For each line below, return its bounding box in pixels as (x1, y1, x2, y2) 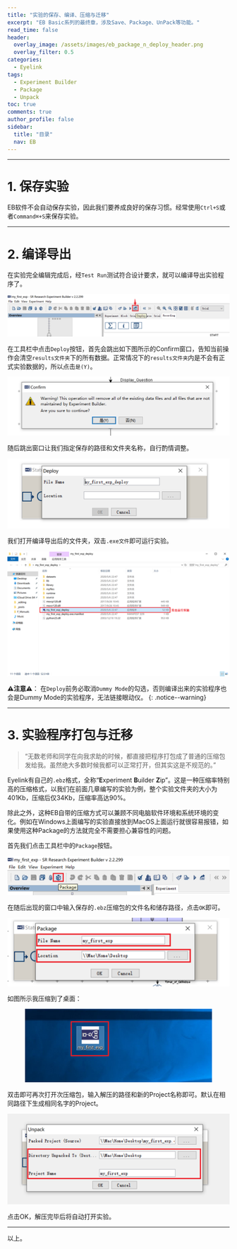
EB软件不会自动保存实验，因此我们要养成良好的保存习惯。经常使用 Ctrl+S (7, 203, 220, 212)
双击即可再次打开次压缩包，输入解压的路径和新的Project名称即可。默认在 (7, 1090, 220, 1099)
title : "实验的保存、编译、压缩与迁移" (7, 11, 109, 18)
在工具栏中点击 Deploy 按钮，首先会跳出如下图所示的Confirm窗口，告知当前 (7, 344, 224, 353)
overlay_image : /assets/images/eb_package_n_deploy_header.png (13, 41, 203, 49)
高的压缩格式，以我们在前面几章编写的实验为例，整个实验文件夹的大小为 (7, 785, 217, 793)
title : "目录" (13, 131, 53, 138)
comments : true (7, 108, 52, 116)
